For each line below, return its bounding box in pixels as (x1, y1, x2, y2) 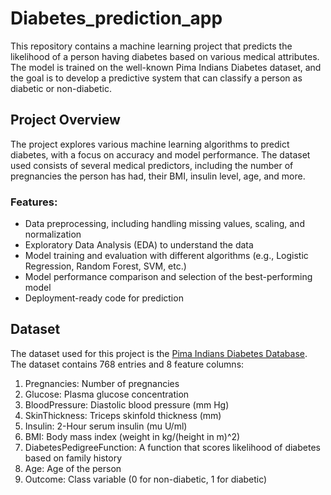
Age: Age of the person (24, 462, 122, 474)
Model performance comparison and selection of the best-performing (24, 271, 313, 283)
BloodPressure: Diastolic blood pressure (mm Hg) (24, 398, 230, 411)
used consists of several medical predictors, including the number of (10, 159, 294, 171)
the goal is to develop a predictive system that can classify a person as (10, 72, 303, 84)
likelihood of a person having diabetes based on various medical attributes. (10, 50, 320, 62)
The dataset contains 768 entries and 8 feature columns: (10, 358, 245, 370)
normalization (24, 228, 82, 241)
